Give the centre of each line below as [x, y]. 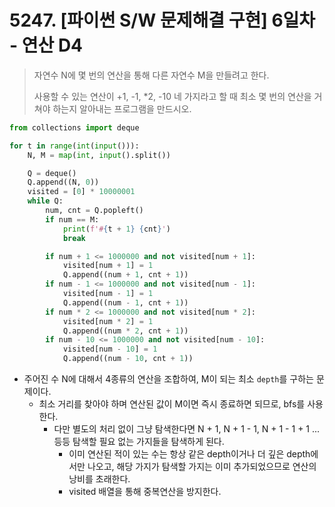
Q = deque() [52, 173]
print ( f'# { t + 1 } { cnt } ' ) [116, 229]
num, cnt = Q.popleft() [94, 211]
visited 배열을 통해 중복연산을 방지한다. [145, 492]
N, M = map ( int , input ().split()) [99, 155]
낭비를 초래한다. [99, 479]
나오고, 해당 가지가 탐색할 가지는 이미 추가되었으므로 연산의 [202, 467]
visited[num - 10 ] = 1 [110, 349]
